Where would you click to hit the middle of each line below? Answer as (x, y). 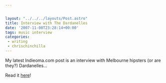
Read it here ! (18, 75)
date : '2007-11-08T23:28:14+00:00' (42, 28)
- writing (17, 42)
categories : (17, 37)
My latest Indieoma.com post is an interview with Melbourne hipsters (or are (83, 60)
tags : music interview (29, 32)
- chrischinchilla (26, 46)
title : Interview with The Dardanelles (46, 23)
